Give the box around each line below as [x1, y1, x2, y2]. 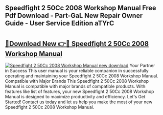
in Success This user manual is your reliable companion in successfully [5, 68, 149, 73]
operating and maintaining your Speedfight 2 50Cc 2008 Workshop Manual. [5, 73, 158, 79]
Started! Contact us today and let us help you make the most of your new [5, 99, 153, 105]
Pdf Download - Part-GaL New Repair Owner [5, 12, 143, 20]
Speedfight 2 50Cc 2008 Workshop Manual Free [5, 4, 157, 12]
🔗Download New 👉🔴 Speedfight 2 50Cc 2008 [5, 39, 149, 48]
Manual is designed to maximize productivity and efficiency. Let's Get [5, 94, 146, 99]
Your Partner [129, 63, 155, 68]
